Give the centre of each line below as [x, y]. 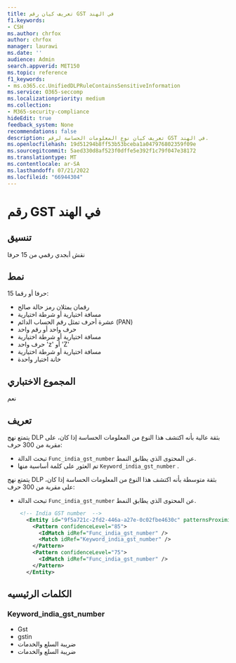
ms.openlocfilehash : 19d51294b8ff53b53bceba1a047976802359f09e [102, 145]
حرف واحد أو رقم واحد [47, 329]
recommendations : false [42, 131]
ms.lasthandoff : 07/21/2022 [48, 170]
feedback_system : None [40, 125]
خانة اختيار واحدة [39, 360]
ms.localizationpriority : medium [56, 99]
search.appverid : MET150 [44, 66]
